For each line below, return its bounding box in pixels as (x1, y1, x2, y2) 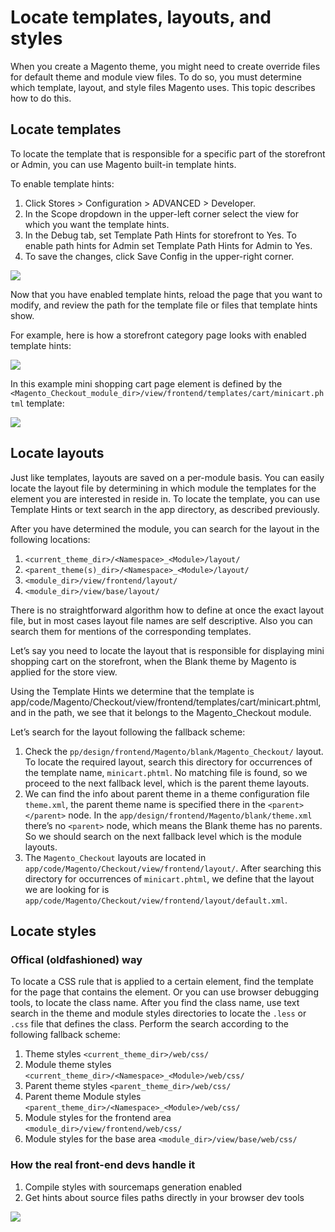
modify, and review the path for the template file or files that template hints (10, 299, 318, 311)
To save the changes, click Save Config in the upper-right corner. (24, 250, 295, 262)
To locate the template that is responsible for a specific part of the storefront (10, 147, 326, 160)
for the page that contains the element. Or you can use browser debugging (10, 986, 319, 998)
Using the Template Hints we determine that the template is (10, 685, 255, 697)
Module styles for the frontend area (24, 1112, 172, 1124)
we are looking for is (24, 883, 110, 895)
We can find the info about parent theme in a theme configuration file (24, 787, 310, 800)
